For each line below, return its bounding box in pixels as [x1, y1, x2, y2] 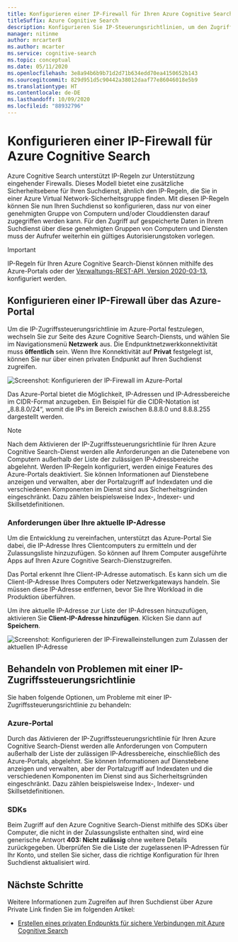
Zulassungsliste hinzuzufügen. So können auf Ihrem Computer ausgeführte [7, 548, 227, 557]
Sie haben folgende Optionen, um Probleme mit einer [7, 693, 162, 701]
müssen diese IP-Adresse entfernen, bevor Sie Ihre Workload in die [7, 585, 203, 594]
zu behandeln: [89, 700, 132, 709]
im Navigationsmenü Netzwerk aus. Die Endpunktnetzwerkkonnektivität [7, 339, 218, 348]
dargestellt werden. [7, 412, 64, 421]
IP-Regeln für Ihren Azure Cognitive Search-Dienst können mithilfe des [7, 259, 214, 268]
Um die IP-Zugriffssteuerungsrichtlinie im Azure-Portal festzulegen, [7, 324, 204, 333]
